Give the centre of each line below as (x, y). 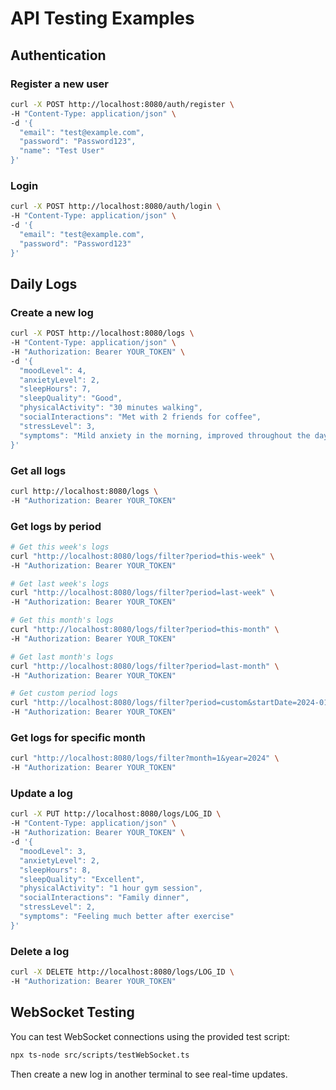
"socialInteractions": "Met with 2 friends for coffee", (140, 417)
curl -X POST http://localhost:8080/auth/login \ (116, 207)
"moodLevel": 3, (53, 851)
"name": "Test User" (62, 151)
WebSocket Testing (72, 1012)
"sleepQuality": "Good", (71, 398)
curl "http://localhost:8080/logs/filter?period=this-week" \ (142, 556)
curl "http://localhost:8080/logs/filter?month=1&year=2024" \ (145, 758)
